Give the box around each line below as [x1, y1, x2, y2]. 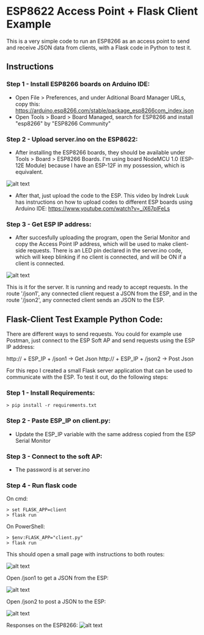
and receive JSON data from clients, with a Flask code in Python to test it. [6, 44, 192, 51]
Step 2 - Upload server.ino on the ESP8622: [6, 135, 139, 143]
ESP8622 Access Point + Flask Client [6, 4, 199, 18]
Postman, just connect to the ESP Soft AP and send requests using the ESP [6, 337, 195, 344]
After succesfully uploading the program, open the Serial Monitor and [15, 234, 191, 242]
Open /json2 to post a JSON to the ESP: [6, 598, 106, 605]
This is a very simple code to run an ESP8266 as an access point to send [6, 37, 190, 45]
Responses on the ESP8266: [6, 622, 78, 629]
